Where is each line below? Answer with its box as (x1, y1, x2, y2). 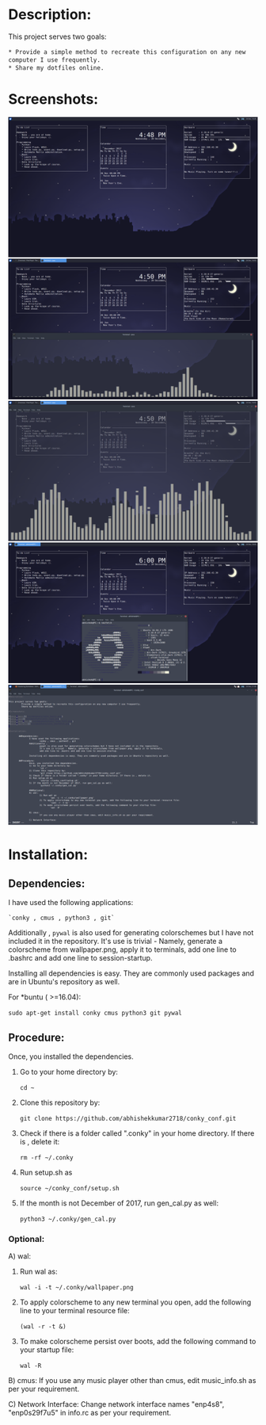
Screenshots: (8, 90, 99, 109)
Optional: (8, 1234, 45, 1245)
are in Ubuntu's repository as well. (8, 977, 120, 987)
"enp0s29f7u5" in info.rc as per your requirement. (8, 1408, 172, 1418)
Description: (8, 6, 92, 24)
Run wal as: (19, 1266, 58, 1277)
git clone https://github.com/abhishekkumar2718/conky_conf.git (19, 1115, 237, 1123)
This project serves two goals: (8, 32, 107, 41)
